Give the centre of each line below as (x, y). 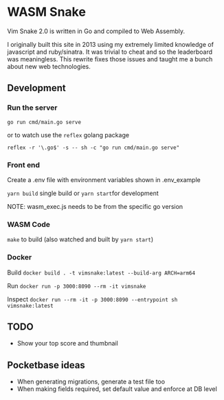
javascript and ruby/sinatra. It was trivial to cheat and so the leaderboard (110, 52)
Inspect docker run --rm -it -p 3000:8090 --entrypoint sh (92, 299)
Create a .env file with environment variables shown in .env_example (104, 179)
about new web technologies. (49, 66)
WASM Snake (46, 12)
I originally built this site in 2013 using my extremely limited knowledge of (111, 44)
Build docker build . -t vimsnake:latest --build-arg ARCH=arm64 (101, 272)
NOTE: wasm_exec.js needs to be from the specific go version (95, 206)
